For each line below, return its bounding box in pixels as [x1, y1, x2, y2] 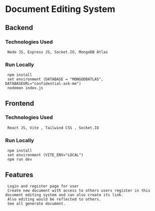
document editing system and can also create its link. [5, 192, 124, 198]
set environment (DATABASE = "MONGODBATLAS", [7, 77, 104, 82]
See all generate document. [7, 201, 66, 206]
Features [5, 171, 33, 179]
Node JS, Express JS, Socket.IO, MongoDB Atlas [7, 49, 108, 54]
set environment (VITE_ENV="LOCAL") [7, 153, 84, 158]
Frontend [5, 99, 34, 108]
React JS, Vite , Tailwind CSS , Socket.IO [7, 125, 99, 130]
